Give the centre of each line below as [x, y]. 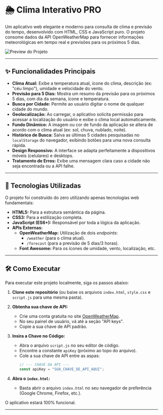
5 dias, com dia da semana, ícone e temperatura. [61, 99]
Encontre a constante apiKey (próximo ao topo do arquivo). [78, 351]
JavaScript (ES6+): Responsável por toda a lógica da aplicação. [76, 222]
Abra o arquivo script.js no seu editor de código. [69, 345]
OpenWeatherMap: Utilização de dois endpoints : [68, 233]
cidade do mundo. [30, 109]
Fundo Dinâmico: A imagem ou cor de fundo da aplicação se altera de [82, 125]
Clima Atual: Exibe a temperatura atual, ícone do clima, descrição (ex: [82, 83]
